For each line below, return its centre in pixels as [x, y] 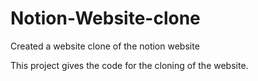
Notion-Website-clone [105, 18]
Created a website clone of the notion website [105, 46]
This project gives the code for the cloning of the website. [129, 65]
